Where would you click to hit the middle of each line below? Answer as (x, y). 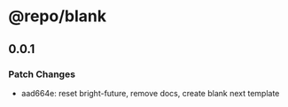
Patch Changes (42, 74)
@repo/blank (58, 16)
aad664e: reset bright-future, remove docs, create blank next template (150, 93)
